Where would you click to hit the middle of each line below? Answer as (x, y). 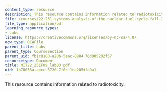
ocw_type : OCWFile (24, 42)
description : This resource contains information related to (70, 14)
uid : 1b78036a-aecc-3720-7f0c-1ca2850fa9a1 (51, 70)
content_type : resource (30, 10)
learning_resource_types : (32, 28)
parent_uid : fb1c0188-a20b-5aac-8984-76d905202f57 (59, 56)
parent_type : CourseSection (34, 51)
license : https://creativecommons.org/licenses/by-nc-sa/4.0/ (71, 38)
